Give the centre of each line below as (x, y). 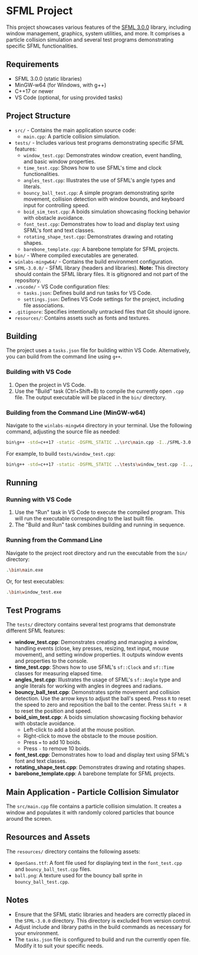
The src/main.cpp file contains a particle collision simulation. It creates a (94, 806)
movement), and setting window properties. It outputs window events (99, 655)
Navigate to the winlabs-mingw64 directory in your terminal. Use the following (99, 425)
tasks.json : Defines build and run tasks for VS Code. (88, 293)
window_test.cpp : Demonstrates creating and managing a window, (96, 642)
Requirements (32, 64)
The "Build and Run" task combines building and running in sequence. (100, 525)
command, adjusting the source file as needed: (63, 432)
